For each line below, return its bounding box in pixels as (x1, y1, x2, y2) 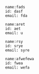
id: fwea (5, 61, 23, 66)
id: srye (5, 43, 23, 48)
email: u (5, 31, 23, 36)
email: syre (5, 48, 30, 53)
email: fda (5, 13, 28, 18)
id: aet (5, 26, 21, 31)
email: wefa (5, 65, 30, 70)
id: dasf (5, 9, 23, 14)
